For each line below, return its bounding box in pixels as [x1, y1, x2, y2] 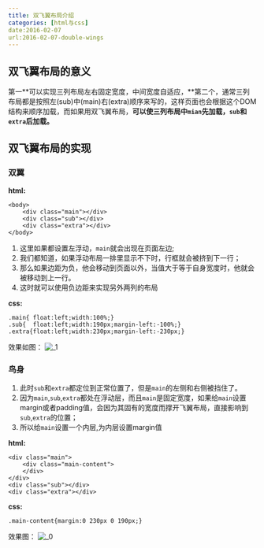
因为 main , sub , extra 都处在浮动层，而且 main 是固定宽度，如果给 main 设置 [19, 393, 247, 402]
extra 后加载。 [8, 117, 54, 126]
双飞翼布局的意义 [8, 65, 91, 78]
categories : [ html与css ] [8, 19, 89, 27]
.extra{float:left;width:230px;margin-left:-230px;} [8, 328, 185, 335]
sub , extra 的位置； [19, 413, 79, 422]
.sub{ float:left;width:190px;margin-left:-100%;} [8, 320, 181, 328]
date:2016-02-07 [8, 26, 61, 34]
